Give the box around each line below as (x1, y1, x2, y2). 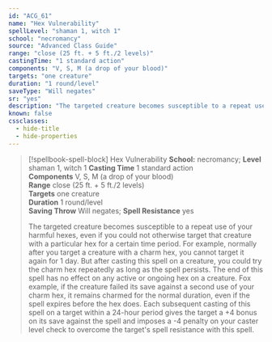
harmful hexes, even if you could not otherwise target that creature (28, 230, 253, 239)
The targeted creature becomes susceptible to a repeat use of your (28, 222, 253, 231)
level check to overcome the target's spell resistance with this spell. (28, 324, 255, 334)
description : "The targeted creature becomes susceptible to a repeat (8, 102, 252, 110)
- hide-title (15, 125, 60, 133)
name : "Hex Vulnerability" (8, 19, 100, 27)
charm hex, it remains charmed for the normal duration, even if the (28, 290, 251, 300)
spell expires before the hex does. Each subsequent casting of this (28, 298, 251, 308)
